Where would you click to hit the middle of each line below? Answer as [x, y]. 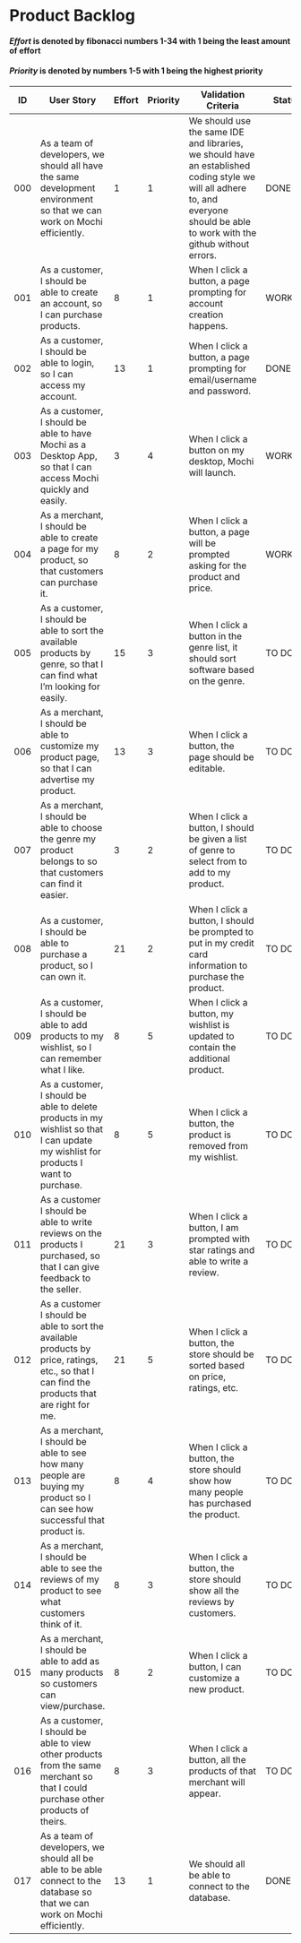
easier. [54, 894]
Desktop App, [69, 455]
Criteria [223, 106]
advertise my [68, 779]
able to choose [71, 827]
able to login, [67, 362]
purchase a [64, 954]
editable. [207, 768]
